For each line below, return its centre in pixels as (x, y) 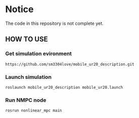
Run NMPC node (26, 100)
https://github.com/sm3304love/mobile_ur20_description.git (70, 64)
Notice (19, 9)
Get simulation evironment (39, 54)
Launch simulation (29, 77)
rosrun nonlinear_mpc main (34, 111)
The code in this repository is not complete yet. (54, 23)
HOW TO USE (27, 39)
